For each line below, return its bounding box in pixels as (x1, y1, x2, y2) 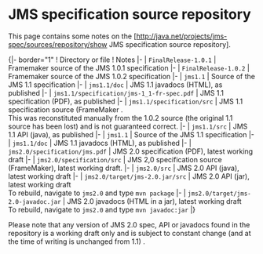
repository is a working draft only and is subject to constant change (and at (8, 228, 251, 238)
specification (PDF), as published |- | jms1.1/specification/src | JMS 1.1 (8, 96, 243, 106)
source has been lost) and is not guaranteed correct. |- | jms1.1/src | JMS (8, 122, 248, 131)
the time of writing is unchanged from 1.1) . (8, 237, 145, 246)
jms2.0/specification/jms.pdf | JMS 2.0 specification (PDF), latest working (8, 147, 254, 156)
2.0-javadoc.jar (8, 198, 61, 205)
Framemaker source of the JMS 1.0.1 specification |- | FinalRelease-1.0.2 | (8, 63, 250, 72)
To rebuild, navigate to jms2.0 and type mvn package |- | (8, 188, 186, 198)
